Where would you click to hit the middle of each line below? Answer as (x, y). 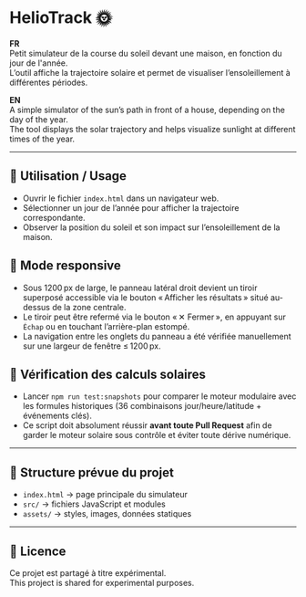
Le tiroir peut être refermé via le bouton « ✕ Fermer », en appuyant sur (154, 317)
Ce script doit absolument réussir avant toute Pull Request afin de (147, 425)
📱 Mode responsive (65, 266)
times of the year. (42, 139)
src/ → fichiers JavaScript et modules (94, 504)
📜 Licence (38, 551)
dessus (36, 307)
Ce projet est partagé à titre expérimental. (88, 573)
